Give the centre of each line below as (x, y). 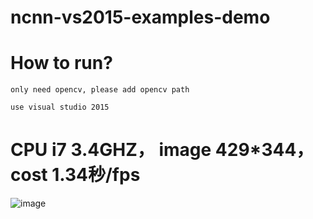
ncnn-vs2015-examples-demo (140, 17)
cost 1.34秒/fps (75, 175)
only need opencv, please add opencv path (100, 90)
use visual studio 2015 (60, 107)
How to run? (61, 63)
